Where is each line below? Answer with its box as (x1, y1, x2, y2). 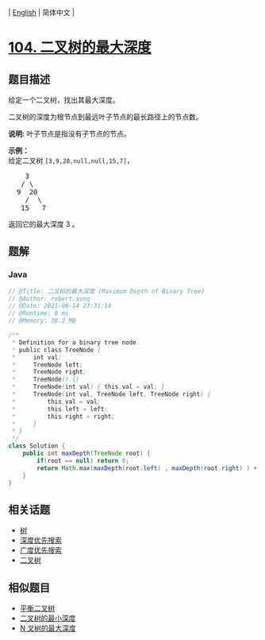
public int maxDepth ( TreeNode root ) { (22, 449, 151, 458)
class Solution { (8, 442, 66, 450)
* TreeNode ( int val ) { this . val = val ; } (11, 383, 165, 391)
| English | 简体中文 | (8, 8, 75, 17)
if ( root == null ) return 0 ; (36, 456, 129, 464)
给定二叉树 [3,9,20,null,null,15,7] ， (8, 156, 134, 165)
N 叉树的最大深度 (19, 623, 77, 633)
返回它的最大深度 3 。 (8, 219, 79, 229)
